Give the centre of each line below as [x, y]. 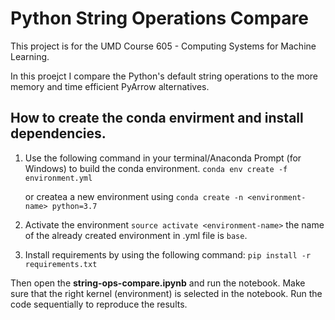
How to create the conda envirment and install [157, 118]
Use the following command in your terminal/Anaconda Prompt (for [163, 158]
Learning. [30, 56]
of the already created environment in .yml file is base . [136, 235]
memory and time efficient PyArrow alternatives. [110, 86]
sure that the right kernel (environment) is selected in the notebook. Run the [166, 293]
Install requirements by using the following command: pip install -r [168, 254]
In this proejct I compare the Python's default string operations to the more [164, 76]
